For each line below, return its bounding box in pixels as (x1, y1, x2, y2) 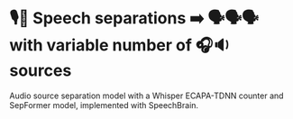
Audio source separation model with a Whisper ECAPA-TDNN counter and (9, 90, 284, 101)
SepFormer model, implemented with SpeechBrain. (9, 99, 199, 110)
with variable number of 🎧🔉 (9, 35, 231, 56)
